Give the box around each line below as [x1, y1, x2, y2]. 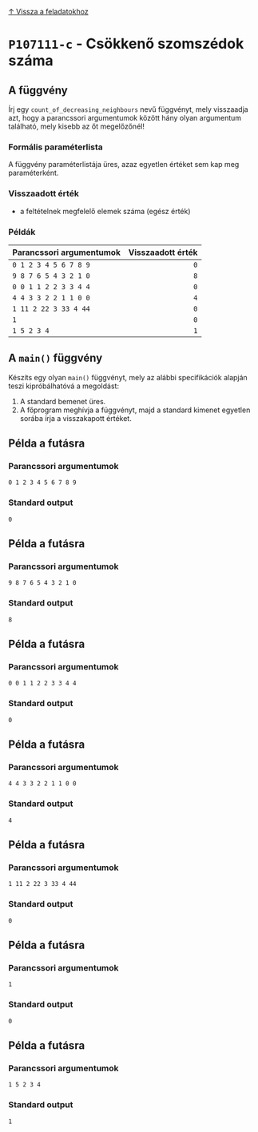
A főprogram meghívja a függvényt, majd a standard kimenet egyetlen [19, 405, 251, 415]
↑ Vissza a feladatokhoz [8, 7, 89, 16]
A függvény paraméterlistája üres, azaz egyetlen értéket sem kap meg [8, 160, 240, 169]
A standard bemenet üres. [19, 396, 106, 406]
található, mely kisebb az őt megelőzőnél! [8, 121, 145, 131]
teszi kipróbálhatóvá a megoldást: [8, 381, 120, 391]
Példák [8, 226, 36, 237]
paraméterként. [8, 168, 59, 178]
